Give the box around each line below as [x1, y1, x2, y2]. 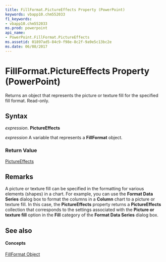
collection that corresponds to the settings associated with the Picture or [5, 207, 155, 213]
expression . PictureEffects [5, 125, 60, 131]
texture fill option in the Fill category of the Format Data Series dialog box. [5, 212, 159, 218]
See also [5, 226, 32, 235]
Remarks [5, 173, 34, 181]
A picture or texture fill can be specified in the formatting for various [5, 186, 144, 192]
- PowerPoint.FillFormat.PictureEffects [5, 35, 90, 40]
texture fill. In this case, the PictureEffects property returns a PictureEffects [5, 202, 162, 208]
